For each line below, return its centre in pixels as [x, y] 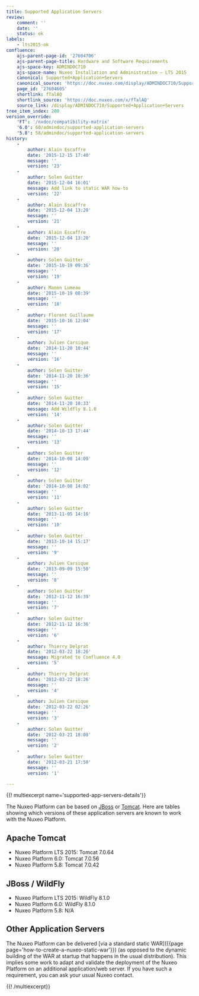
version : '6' [44, 635]
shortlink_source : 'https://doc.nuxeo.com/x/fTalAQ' [83, 100]
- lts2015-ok [33, 45]
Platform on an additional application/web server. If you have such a [89, 969]
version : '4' [44, 690]
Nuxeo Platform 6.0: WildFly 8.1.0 [55, 904]
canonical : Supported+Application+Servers [70, 78]
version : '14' [45, 414]
